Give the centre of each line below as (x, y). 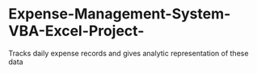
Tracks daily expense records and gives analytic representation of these (128, 53)
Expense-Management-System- (120, 14)
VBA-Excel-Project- (76, 31)
